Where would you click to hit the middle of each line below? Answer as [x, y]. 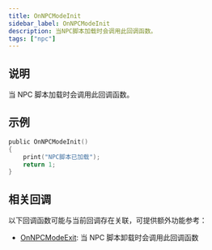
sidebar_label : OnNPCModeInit [59, 24]
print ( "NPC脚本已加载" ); [62, 157]
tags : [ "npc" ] [32, 39]
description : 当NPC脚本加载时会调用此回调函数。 [83, 31]
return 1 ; [40, 164]
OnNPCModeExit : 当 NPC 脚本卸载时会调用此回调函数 [109, 238]
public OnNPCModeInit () [49, 142]
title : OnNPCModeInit [45, 16]
